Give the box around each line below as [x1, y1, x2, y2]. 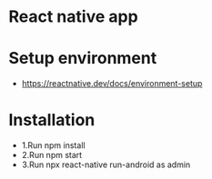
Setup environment [8, 48, 157, 69]
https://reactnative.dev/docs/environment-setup [21, 78, 203, 89]
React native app [8, 6, 138, 27]
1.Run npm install [21, 140, 86, 151]
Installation [8, 110, 96, 131]
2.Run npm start [21, 150, 83, 161]
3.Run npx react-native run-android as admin [21, 159, 191, 170]
